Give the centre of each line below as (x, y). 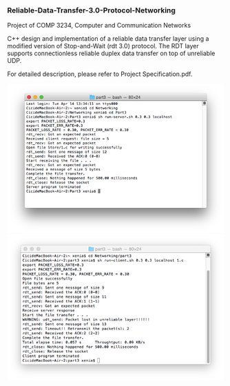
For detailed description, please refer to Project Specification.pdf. (100, 74)
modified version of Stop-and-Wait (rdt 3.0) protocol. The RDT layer (103, 46)
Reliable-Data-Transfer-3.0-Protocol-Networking (91, 10)
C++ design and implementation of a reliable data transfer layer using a (108, 39)
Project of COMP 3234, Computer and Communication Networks (99, 26)
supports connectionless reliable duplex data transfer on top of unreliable (111, 53)
